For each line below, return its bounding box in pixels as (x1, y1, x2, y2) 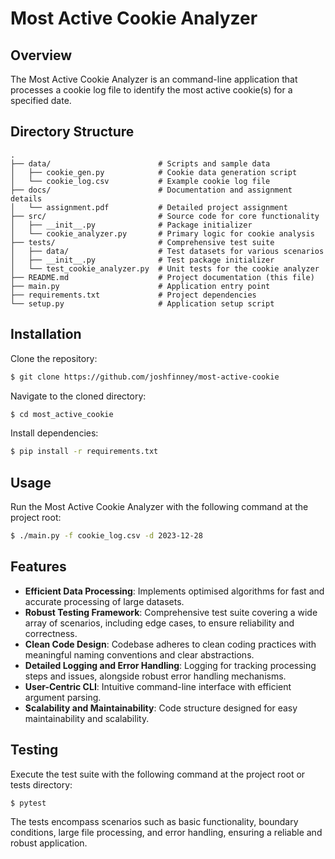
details (10, 193, 43, 204)
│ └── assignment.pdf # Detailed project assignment (10, 202, 288, 212)
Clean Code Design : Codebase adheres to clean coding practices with (24, 638, 317, 650)
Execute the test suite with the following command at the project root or (10, 768, 306, 780)
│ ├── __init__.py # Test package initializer (10, 255, 275, 265)
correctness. (24, 627, 78, 639)
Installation (10, 326, 82, 343)
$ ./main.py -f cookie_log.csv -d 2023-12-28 (10, 531, 203, 541)
